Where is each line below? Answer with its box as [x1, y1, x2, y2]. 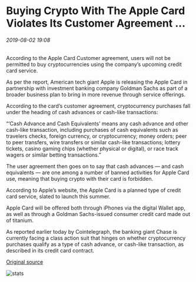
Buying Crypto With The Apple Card [6, 4, 185, 18]
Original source [6, 258, 44, 266]
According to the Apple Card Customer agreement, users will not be [6, 55, 171, 62]
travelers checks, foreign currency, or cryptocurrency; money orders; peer [6, 132, 187, 140]
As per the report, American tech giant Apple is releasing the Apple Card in [6, 78, 188, 86]
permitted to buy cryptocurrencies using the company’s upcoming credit [6, 61, 182, 68]
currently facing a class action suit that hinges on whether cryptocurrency [6, 234, 186, 242]
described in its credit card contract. [6, 247, 95, 254]
